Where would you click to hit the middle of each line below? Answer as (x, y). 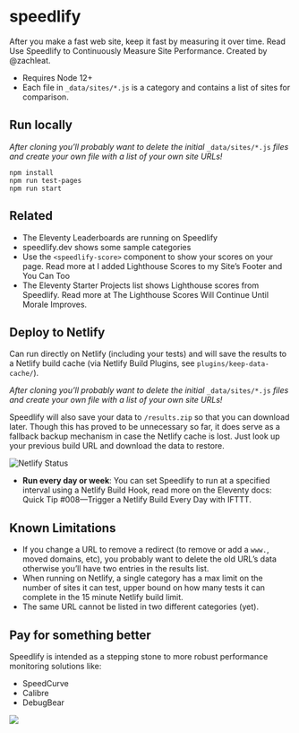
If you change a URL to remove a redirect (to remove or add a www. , (145, 550)
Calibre (35, 693)
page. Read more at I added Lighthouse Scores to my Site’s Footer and (152, 266)
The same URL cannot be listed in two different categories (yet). (141, 606)
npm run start (36, 188)
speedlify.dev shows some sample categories (107, 247)
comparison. (45, 97)
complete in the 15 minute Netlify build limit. (103, 598)
